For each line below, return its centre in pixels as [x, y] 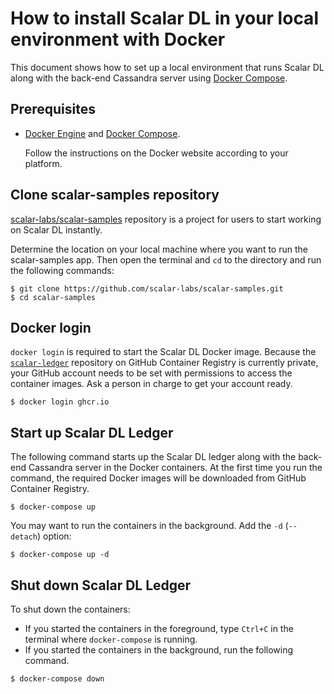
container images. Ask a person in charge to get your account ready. [151, 384]
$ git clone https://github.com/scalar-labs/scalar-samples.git [147, 288]
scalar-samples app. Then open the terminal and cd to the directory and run [166, 259]
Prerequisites [53, 109]
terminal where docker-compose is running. [111, 639]
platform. [43, 163]
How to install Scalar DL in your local [164, 18]
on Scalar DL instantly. [56, 229]
